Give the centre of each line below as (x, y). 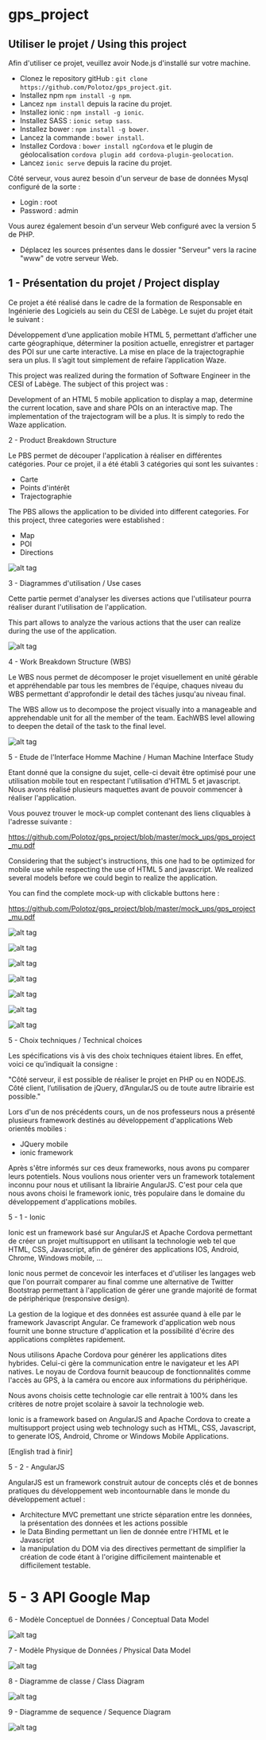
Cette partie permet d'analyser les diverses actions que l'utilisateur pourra (130, 599)
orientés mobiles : (38, 1128)
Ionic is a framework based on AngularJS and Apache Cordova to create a (129, 1419)
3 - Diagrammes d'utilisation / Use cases (75, 583)
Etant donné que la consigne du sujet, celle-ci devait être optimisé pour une (132, 772)
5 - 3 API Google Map (79, 1597)
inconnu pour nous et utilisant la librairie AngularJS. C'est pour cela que (125, 1184)
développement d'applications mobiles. (73, 1201)
